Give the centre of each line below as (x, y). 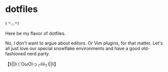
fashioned (16, 53)
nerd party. (38, 53)
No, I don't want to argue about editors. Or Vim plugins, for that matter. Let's (84, 43)
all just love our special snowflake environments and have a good (73, 48)
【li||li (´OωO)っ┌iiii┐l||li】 (32, 64)
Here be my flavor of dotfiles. (35, 33)
